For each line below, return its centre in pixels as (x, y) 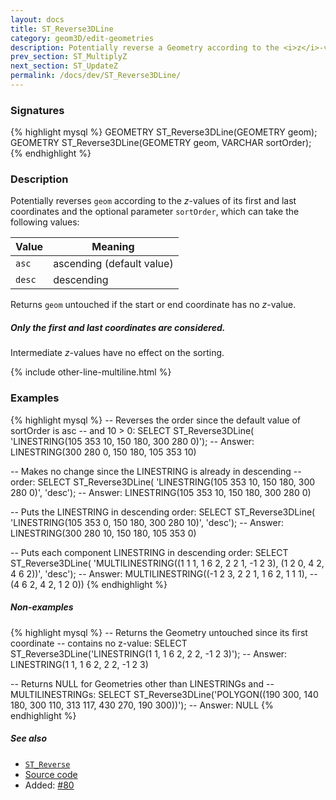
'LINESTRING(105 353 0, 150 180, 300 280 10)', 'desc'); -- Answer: (147, 522)
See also (29, 738)
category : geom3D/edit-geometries (82, 38)
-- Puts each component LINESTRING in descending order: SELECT (149, 552)
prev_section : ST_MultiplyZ (69, 57)
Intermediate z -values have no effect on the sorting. (117, 353)
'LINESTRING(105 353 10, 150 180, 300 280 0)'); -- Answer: (132, 441)
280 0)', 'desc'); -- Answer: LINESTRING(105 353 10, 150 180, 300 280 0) (161, 492)
